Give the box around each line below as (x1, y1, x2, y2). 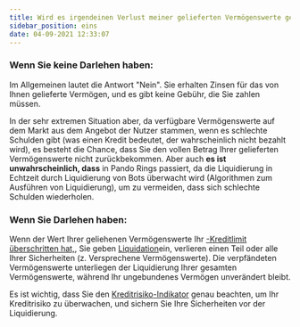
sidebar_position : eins (9, 21, 98, 30)
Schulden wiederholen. (9, 191, 95, 201)
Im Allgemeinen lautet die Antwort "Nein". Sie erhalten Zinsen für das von (9, 79, 279, 90)
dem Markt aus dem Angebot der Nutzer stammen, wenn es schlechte (9, 125, 268, 135)
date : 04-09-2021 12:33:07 (9, 29, 110, 38)
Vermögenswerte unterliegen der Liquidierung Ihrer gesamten (9, 262, 237, 273)
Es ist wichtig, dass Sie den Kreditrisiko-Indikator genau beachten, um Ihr (9, 289, 279, 299)
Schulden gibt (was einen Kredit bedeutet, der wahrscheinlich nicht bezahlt (9, 135, 287, 145)
